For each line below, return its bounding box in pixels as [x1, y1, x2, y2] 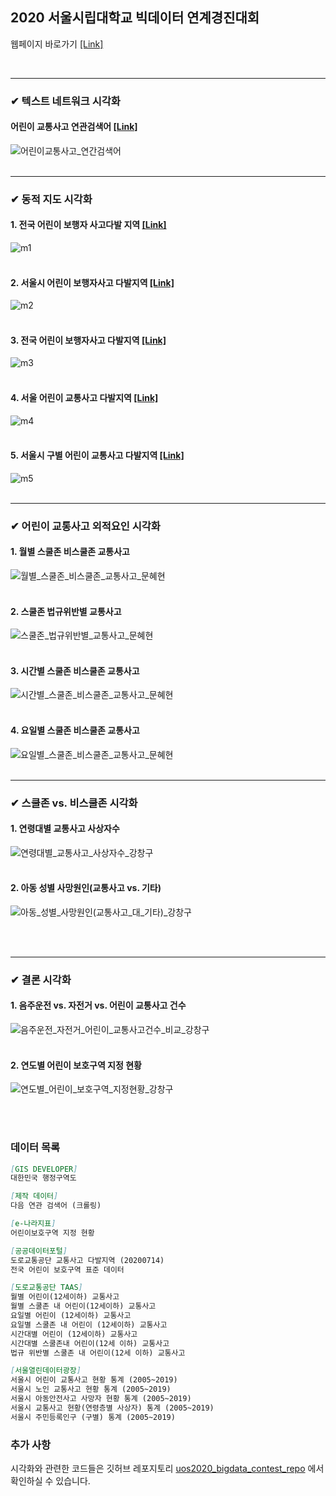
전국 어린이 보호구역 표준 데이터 [10, 1264, 125, 1275]
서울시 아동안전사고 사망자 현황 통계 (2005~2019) [10, 1394, 192, 1404]
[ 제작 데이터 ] [10, 1191, 59, 1202]
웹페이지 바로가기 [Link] [10, 38, 104, 50]
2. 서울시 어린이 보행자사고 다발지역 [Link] [10, 276, 175, 288]
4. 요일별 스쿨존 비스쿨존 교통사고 [10, 724, 140, 736]
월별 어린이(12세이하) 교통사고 [10, 1292, 120, 1302]
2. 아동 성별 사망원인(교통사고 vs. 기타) [10, 882, 162, 894]
